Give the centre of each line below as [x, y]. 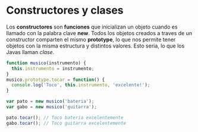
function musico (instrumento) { [46, 63]
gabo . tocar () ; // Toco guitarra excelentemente [66, 123]
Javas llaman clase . [30, 52]
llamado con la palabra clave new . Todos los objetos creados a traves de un [99, 33]
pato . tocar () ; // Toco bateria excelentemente [65, 117]
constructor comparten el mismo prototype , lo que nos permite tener [91, 39]
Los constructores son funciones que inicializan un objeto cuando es [92, 27]
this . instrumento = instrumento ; [53, 68]
